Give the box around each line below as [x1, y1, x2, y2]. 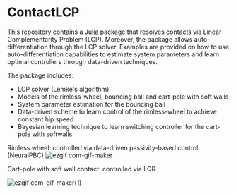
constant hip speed [17, 114, 74, 123]
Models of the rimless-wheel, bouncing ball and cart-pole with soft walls [17, 92, 229, 101]
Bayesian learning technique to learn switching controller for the [17, 122, 205, 131]
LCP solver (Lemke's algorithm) [17, 85, 110, 93]
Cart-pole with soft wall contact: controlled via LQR [7, 164, 156, 173]
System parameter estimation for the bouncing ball [17, 99, 166, 108]
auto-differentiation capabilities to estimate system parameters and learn [7, 50, 220, 59]
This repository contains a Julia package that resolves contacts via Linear [7, 28, 222, 36]
